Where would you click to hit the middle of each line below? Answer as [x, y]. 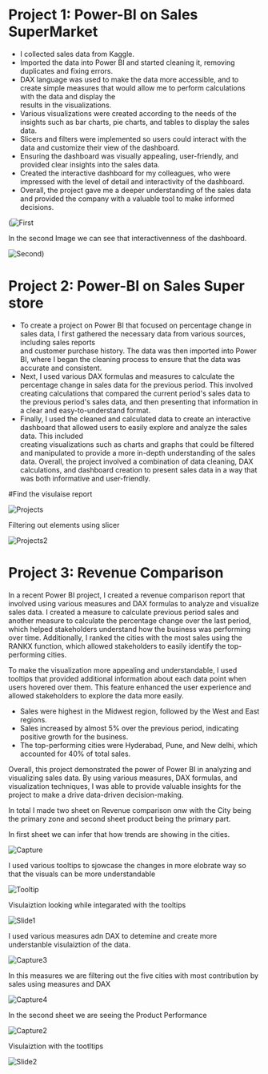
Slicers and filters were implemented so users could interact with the [133, 139]
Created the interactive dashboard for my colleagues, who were [125, 173]
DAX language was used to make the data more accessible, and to [129, 79]
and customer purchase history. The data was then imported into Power [138, 351]
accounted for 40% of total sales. [75, 754]
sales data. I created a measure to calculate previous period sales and [124, 612]
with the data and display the [68, 96]
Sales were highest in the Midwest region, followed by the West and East [140, 711]
